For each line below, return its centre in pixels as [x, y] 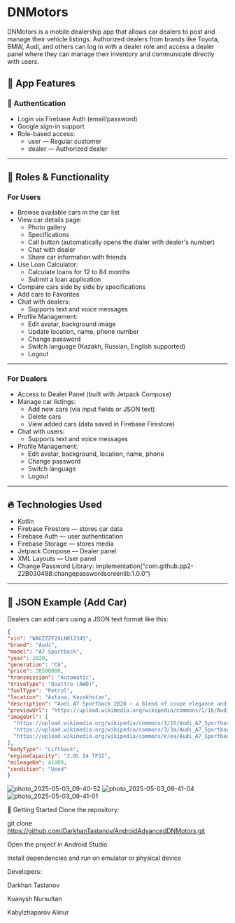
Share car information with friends [77, 257]
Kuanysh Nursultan [35, 899]
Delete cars [44, 416]
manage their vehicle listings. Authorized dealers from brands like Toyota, [113, 39]
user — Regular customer [65, 141]
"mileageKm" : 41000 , [37, 762]
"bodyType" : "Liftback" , [43, 749]
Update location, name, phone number [83, 332]
